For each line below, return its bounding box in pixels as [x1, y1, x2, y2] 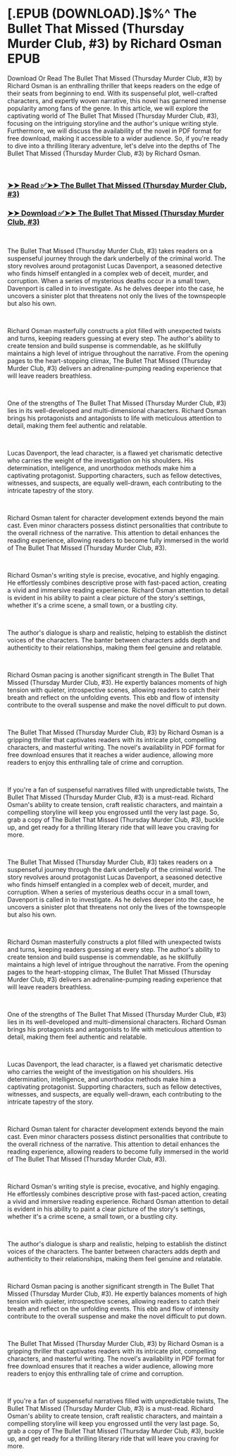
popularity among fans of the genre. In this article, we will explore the [7, 104, 209, 112]
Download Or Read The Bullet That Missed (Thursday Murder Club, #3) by [7, 73, 223, 83]
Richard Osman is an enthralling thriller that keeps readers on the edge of [7, 81, 221, 90]
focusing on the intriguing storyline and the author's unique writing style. [7, 119, 218, 127]
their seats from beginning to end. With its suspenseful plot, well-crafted [7, 89, 218, 97]
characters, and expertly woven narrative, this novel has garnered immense [7, 96, 227, 105]
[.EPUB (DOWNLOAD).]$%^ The [7, 6, 197, 22]
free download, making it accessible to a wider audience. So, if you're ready [7, 133, 228, 143]
